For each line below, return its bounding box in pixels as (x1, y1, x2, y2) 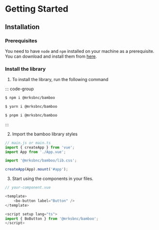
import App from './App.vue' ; (5, 149, 66, 154)
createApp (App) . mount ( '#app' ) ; (5, 167, 68, 172)
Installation (5, 23, 40, 31)
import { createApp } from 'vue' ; (5, 145, 75, 150)
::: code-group (5, 86, 34, 92)
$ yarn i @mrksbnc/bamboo (5, 104, 57, 109)
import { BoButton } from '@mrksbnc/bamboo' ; (5, 216, 98, 221)
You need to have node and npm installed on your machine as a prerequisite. (5, 48, 155, 54)
